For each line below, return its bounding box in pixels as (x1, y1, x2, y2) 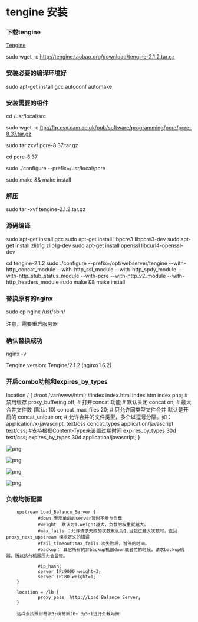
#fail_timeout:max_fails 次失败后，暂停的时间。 (37, 540, 150, 546)
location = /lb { (16, 589, 60, 595)
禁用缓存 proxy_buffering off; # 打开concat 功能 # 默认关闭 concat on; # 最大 (6, 399, 192, 406)
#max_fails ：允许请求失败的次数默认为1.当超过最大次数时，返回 (37, 527, 178, 534)
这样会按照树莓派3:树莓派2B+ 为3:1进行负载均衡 (16, 611, 120, 617)
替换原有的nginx (6, 294, 53, 302)
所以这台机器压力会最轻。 (14, 553, 68, 559)
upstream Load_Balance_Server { (16, 509, 96, 515)
